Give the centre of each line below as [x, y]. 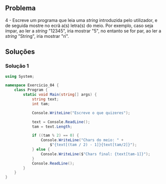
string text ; [45, 99]
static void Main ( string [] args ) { [60, 95]
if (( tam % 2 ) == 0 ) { [55, 136]
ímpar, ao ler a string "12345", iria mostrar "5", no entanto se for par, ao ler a [83, 31]
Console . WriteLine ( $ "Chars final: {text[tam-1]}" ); [95, 154]
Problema [20, 8]
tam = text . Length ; [52, 127]
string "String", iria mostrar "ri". [37, 36]
